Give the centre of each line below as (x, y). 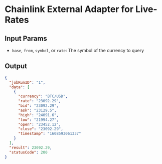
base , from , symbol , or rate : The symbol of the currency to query (78, 50)
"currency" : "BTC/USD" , (43, 96)
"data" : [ (19, 87)
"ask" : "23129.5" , (37, 110)
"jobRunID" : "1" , (27, 82)
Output (16, 66)
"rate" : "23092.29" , (39, 101)
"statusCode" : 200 (29, 152)
